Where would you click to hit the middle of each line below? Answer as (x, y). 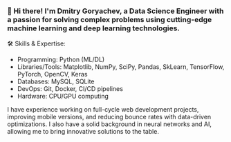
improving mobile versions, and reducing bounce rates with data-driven (109, 117)
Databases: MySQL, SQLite (56, 81)
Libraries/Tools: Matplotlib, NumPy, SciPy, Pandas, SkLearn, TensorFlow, (121, 67)
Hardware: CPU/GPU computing (63, 97)
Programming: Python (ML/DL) (61, 60)
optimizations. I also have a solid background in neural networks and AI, (110, 124)
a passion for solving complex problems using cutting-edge (110, 19)
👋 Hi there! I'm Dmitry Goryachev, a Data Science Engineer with (115, 11)
